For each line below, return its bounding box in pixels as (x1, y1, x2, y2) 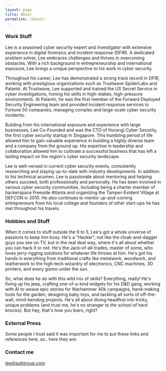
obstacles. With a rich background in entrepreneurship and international (5, 60, 152, 66)
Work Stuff (5, 33, 32, 40)
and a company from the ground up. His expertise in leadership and (5, 143, 143, 149)
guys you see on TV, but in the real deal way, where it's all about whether (5, 239, 155, 245)
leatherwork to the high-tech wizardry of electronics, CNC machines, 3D (5, 261, 154, 267)
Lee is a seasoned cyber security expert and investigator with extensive (5, 44, 152, 50)
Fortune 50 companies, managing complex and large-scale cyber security (5, 106, 157, 112)
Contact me (5, 349, 34, 356)
